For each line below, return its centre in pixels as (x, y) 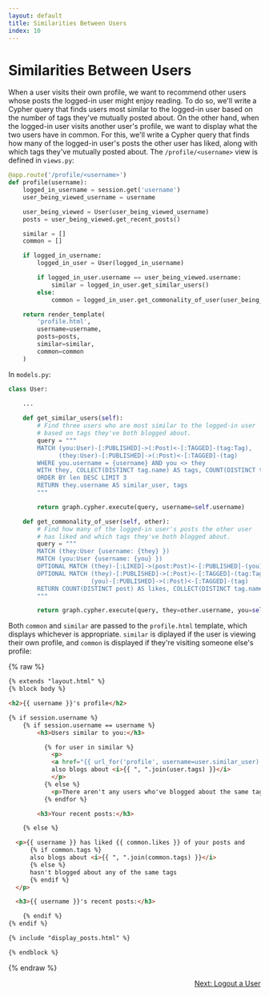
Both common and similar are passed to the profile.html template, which (128, 626)
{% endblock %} (34, 952)
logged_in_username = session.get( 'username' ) (102, 190)
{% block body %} (37, 689)
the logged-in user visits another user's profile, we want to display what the (133, 127)
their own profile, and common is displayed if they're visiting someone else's (131, 643)
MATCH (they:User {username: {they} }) (104, 552)
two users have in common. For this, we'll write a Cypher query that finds (129, 135)
